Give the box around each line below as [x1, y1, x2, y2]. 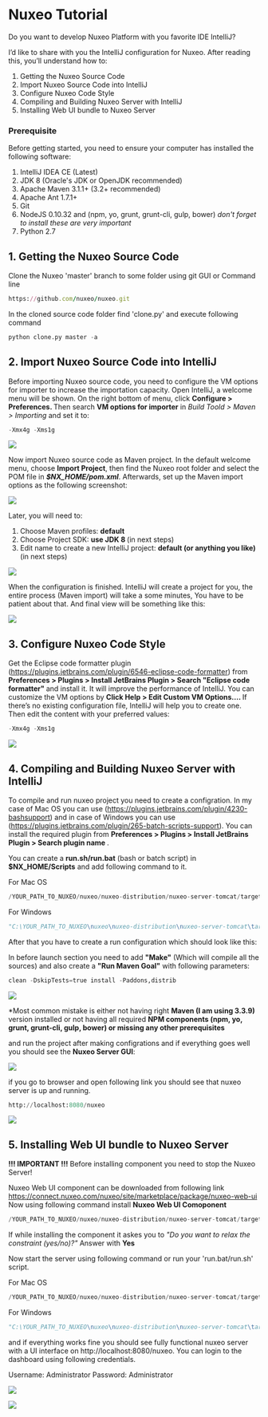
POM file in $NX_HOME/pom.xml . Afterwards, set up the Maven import [8, 472, 243, 482]
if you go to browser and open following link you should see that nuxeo [8, 1077, 242, 1087]
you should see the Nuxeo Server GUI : [8, 1047, 136, 1056]
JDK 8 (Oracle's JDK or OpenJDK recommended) [19, 176, 183, 185]
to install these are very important [19, 218, 132, 228]
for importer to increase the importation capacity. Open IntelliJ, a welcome [8, 385, 253, 394]
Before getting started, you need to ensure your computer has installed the [8, 144, 254, 153]
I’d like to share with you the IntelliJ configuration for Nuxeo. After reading [8, 47, 251, 57]
